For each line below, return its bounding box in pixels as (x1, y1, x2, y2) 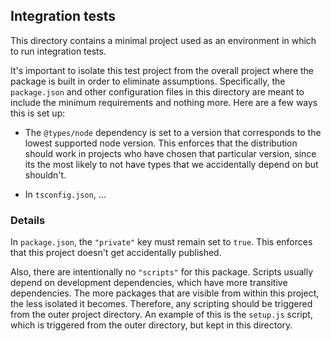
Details (10, 213, 46, 227)
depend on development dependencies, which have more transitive (10, 277, 288, 289)
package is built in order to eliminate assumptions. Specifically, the (10, 75, 286, 87)
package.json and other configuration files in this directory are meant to (10, 85, 305, 98)
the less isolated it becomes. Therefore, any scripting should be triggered (10, 298, 313, 310)
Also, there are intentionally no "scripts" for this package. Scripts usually (10, 266, 314, 278)
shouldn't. (24, 169, 67, 181)
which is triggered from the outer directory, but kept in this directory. (10, 319, 293, 331)
